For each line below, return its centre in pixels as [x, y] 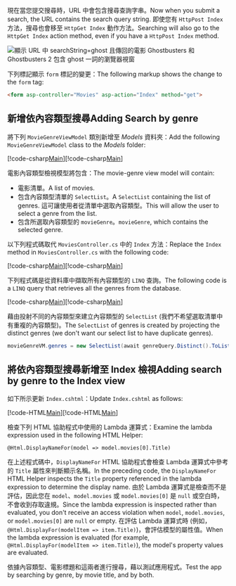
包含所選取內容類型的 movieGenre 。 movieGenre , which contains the [113, 222]
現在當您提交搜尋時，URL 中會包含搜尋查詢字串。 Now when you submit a [113, 10]
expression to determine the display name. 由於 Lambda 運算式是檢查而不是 [117, 487]
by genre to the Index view [66, 381]
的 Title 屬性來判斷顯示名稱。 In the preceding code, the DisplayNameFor [112, 471]
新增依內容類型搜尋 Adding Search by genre [103, 119]
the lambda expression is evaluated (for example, [78, 537]
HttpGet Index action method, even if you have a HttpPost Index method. [113, 36]
